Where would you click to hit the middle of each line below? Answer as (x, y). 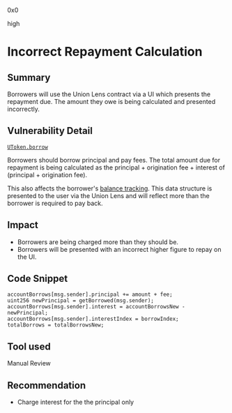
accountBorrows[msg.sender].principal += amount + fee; (90, 295)
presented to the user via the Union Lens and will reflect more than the (109, 195)
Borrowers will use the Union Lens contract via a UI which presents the (109, 94)
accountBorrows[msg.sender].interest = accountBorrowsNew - (96, 307)
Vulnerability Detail (50, 131)
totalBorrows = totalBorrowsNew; (56, 325)
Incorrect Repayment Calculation (105, 52)
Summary (29, 77)
